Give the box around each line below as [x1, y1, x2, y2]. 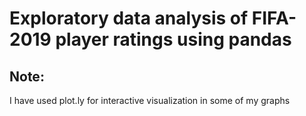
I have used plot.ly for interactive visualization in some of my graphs [9, 95, 291, 106]
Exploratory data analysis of [9, 7, 249, 30]
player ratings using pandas [55, 28, 292, 51]
